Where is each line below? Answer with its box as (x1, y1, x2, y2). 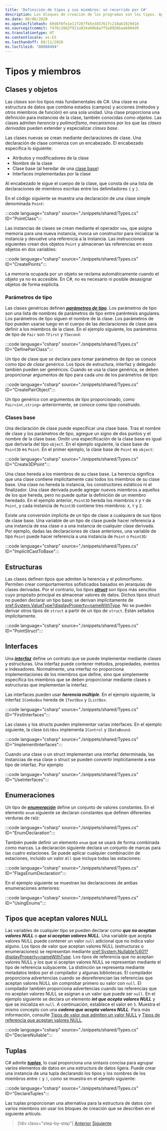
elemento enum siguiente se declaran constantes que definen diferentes (5, 809, 151, 815)
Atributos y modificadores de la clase (12, 155, 89, 161)
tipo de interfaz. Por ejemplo (5, 762, 64, 768)
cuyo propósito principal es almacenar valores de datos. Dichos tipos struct (5, 592, 160, 598)
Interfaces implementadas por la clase (12, 171, 91, 176)
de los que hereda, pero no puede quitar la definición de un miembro (5, 492, 146, 498)
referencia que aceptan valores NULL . (5, 1017, 83, 1023)
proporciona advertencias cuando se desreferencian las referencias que (5, 975, 153, 981)
